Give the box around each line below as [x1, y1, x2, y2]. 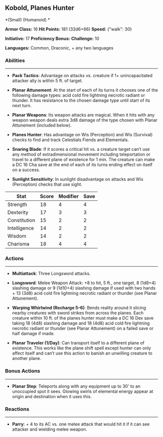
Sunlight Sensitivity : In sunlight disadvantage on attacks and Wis [12, 177, 144, 182]
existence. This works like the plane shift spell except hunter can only [12, 345, 151, 351]
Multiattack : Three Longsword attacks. [12, 271, 91, 276]
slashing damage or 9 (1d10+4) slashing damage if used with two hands [12, 285, 156, 291]
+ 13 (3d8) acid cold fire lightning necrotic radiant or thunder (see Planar [12, 291, 157, 296]
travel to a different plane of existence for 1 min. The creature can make [12, 157, 155, 162]
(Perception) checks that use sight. [12, 181, 82, 187]
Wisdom [7, 233, 27, 240]
